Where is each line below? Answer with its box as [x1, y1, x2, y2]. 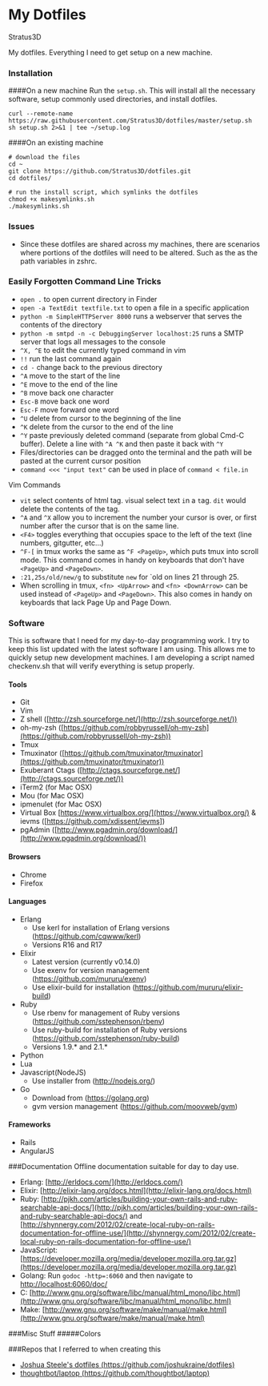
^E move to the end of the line [19, 379, 118, 389]
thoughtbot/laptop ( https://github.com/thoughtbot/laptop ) [19, 1368, 210, 1378]
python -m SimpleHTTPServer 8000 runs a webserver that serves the [19, 311, 242, 321]
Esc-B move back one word [19, 396, 110, 406]
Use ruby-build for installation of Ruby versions [31, 1025, 188, 1034]
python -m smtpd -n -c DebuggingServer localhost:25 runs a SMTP [19, 328, 244, 338]
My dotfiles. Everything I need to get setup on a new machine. [8, 47, 213, 57]
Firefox [19, 878, 44, 888]
